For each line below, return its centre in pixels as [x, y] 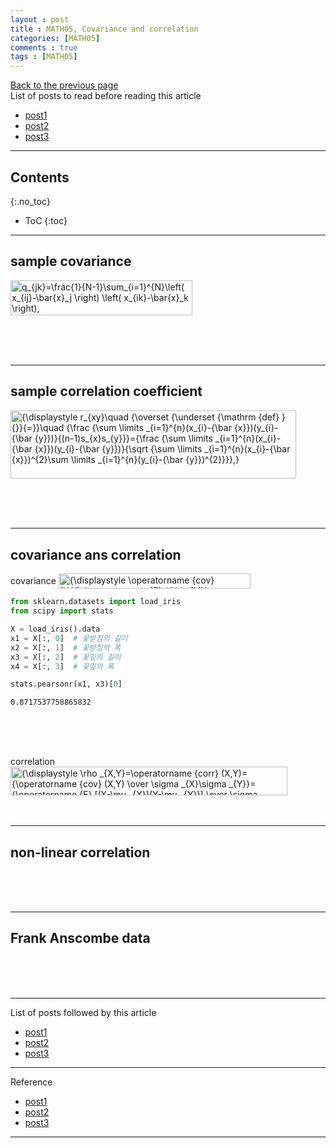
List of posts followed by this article [83, 1012]
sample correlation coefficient [106, 391]
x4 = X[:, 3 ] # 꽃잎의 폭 [62, 666]
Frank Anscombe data [80, 938]
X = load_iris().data [55, 629]
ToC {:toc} [46, 220]
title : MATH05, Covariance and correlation [104, 29]
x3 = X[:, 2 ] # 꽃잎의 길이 [66, 657]
